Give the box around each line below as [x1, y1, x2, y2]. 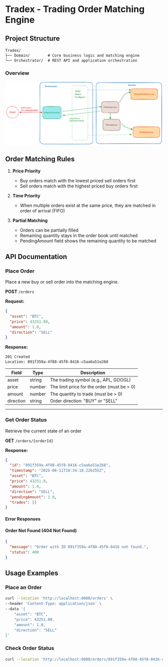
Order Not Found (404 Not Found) [5, 527, 77, 533]
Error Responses [5, 516, 41, 522]
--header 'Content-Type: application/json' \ [5, 601, 101, 606]
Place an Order [5, 584, 42, 591]
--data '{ [5, 606, 26, 612]
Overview [5, 69, 29, 76]
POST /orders [5, 289, 34, 295]
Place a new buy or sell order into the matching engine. [5, 279, 119, 285]
